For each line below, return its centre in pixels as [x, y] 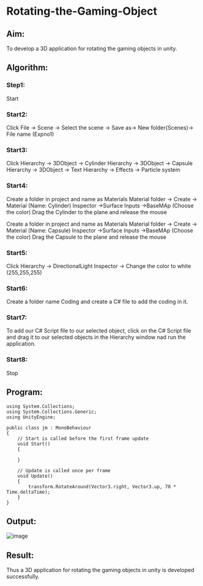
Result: [20, 555]
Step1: [16, 85]
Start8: [17, 360]
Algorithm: [27, 68]
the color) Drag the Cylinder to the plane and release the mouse [87, 212]
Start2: [17, 114]
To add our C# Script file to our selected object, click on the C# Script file [99, 331]
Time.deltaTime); [28, 492]
